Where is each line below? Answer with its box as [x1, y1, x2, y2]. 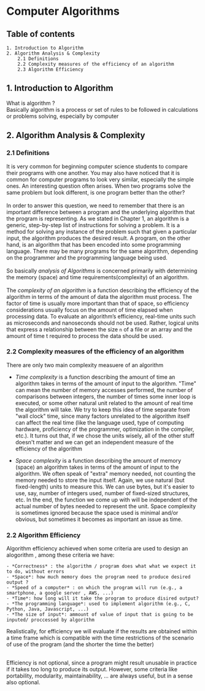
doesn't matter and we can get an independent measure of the [15, 438, 174, 446]
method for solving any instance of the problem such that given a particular [6, 228, 198, 235]
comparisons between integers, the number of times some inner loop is [15, 393, 196, 400]
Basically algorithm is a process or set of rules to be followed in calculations [6, 106, 198, 113]
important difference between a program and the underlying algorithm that [6, 208, 195, 215]
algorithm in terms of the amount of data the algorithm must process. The [6, 293, 192, 300]
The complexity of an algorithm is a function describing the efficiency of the [6, 287, 199, 294]
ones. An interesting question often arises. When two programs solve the [6, 182, 191, 190]
